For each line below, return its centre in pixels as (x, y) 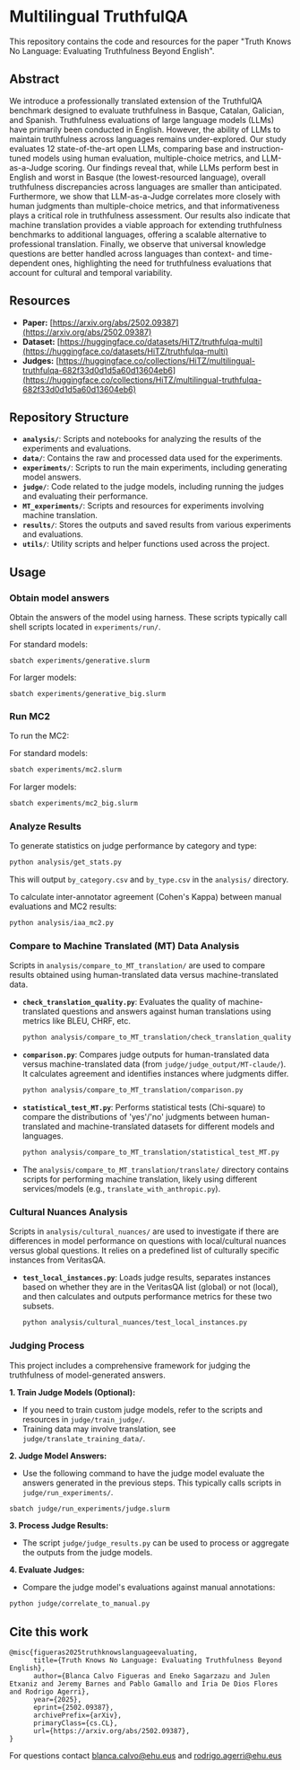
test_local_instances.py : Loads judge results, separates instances (146, 1278)
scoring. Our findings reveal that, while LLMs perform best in (167, 167)
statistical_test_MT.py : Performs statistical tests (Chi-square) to (144, 1107)
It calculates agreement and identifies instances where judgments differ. (155, 1074)
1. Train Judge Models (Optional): (73, 1392)
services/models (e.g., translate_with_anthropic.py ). (121, 1189)
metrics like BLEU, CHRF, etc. (77, 1021)
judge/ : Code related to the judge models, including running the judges (153, 487)
